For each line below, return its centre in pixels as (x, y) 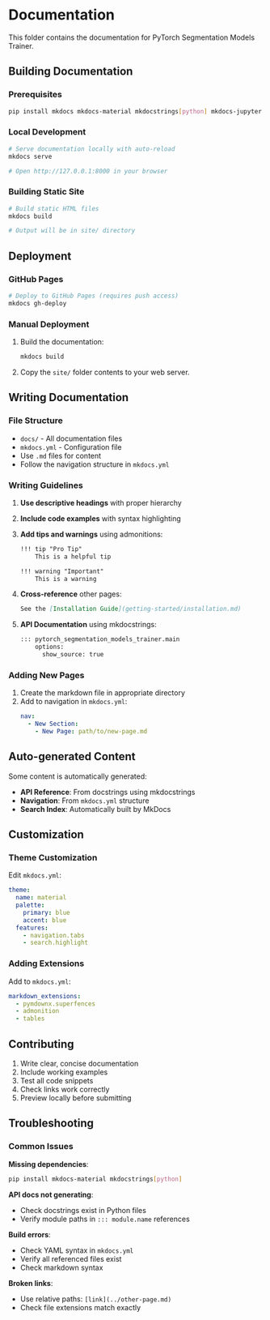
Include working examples (64, 1072)
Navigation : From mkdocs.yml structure (84, 801)
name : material (41, 898)
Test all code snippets (57, 1080)
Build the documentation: (62, 342)
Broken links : (31, 1283)
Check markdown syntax (61, 1267)
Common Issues (41, 1147)
